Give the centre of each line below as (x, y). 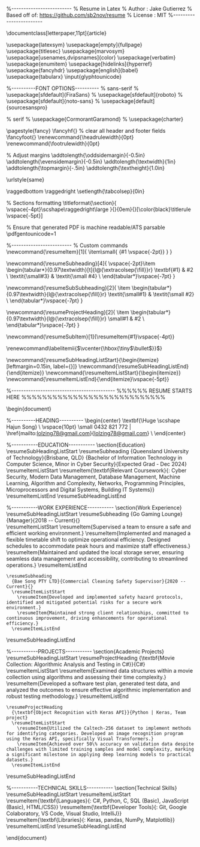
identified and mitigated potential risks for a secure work (84, 602)
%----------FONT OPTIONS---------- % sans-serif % (72, 88)
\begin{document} (29, 409)
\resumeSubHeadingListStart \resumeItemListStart (69, 794)
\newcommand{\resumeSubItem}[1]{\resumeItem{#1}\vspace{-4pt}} (90, 337)
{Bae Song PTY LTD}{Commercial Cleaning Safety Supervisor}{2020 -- (99, 581)
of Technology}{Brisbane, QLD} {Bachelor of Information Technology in (94, 457)
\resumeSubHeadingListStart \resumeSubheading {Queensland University (98, 451)
